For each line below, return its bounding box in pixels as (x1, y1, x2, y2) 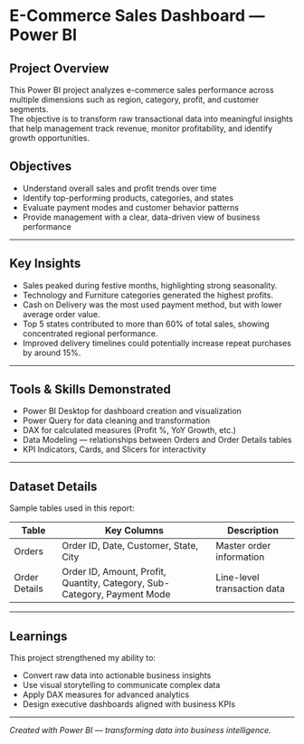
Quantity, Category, (62, 577, 146, 589)
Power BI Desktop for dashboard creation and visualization (22, 406, 242, 417)
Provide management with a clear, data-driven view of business (22, 212, 261, 222)
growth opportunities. (9, 133, 90, 143)
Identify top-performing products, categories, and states (22, 192, 233, 203)
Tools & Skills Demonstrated (9, 381, 172, 398)
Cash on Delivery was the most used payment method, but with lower (22, 299, 282, 310)
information (215, 551, 265, 563)
